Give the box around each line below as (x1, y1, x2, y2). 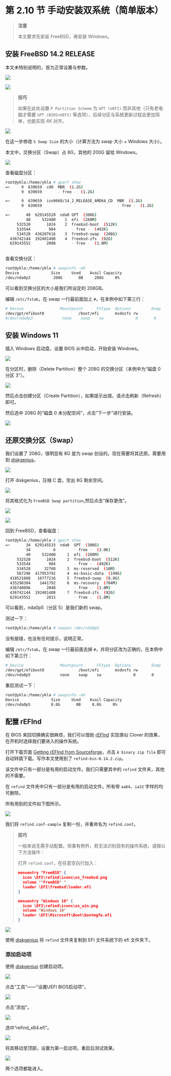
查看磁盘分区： (5, 169, 37, 176)
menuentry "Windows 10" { (17, 898, 73, 903)
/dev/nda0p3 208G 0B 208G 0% (5, 275, 120, 280)
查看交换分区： (5, 256, 37, 262)
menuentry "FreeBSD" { (17, 870, 66, 875)
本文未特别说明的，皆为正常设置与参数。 (5, 64, 90, 70)
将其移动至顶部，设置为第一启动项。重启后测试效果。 (5, 1045, 117, 1051)
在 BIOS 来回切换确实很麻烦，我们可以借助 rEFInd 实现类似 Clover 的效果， (5, 732, 162, 738)
